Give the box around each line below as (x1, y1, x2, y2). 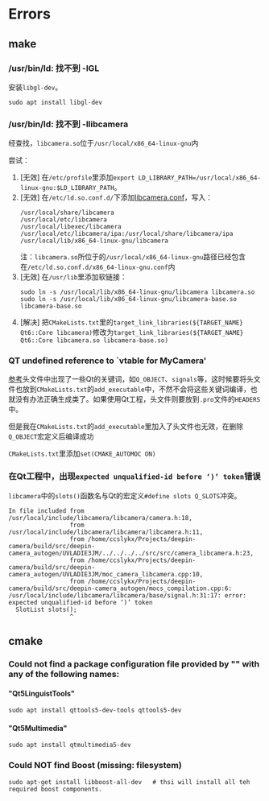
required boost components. (8, 785, 103, 793)
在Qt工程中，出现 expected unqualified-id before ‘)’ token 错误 (8, 471, 261, 482)
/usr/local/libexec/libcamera (19, 223, 122, 231)
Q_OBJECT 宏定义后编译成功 (8, 431, 94, 441)
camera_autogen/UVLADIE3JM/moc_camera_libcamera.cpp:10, (8, 570, 204, 578)
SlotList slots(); (15, 605, 78, 613)
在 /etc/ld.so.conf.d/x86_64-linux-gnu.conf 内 (19, 262, 176, 272)
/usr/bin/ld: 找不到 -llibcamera (8, 118, 129, 130)
